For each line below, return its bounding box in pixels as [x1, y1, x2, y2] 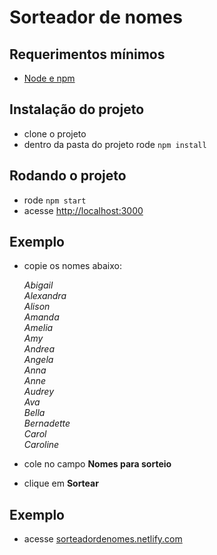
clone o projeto [23, 127, 87, 140]
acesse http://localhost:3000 [23, 204, 144, 216]
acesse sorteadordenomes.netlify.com [23, 533, 183, 545]
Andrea [23, 343, 56, 355]
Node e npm [23, 72, 76, 84]
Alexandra [23, 290, 67, 302]
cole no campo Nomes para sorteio [23, 458, 172, 470]
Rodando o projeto [9, 167, 127, 185]
